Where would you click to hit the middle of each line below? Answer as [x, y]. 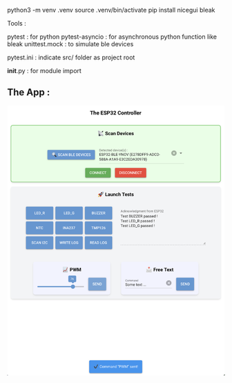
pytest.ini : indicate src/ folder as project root [71, 57]
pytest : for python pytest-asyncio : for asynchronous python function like [112, 37]
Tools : [17, 23]
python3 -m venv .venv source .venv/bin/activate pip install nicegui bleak [111, 10]
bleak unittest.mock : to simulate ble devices [70, 44]
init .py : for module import [44, 71]
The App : [29, 92]
